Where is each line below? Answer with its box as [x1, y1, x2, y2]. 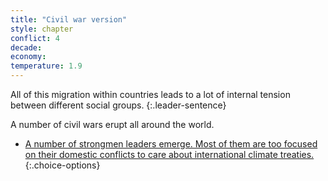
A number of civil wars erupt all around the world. [10, 119, 215, 130]
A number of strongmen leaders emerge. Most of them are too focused [24, 138, 318, 150]
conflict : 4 [10, 33, 60, 43]
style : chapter [10, 24, 74, 34]
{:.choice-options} [24, 159, 101, 171]
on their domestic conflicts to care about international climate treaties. [24, 149, 315, 160]
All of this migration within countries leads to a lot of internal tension [10, 89, 291, 100]
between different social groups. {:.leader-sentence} [10, 99, 227, 111]
